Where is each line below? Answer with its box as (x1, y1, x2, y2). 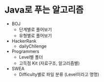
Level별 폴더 (19, 54, 43, 60)
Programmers (11, 48, 40, 54)
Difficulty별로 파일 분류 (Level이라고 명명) (19, 71, 100, 77)
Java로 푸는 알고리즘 (4, 4, 84, 16)
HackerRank (11, 38, 37, 44)
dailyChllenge (19, 43, 47, 49)
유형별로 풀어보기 (19, 33, 52, 38)
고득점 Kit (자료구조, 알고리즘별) (19, 60, 80, 66)
